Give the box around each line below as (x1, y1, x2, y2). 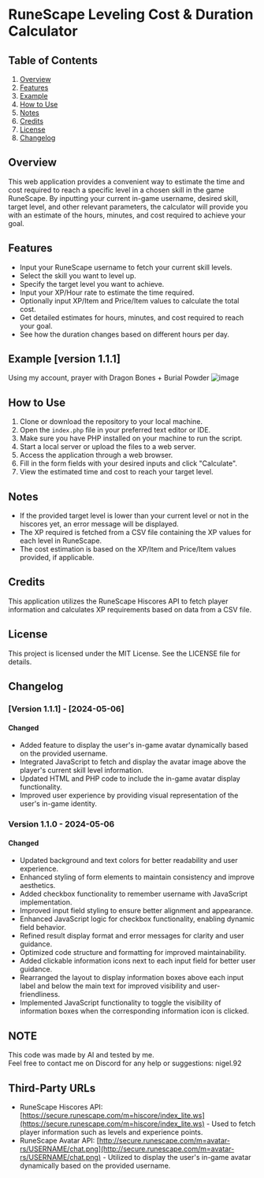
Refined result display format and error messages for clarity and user (19, 931, 244, 941)
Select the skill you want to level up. (19, 270, 136, 281)
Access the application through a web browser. (19, 451, 173, 460)
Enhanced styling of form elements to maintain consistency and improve (19, 872, 255, 882)
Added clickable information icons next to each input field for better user (19, 956, 256, 966)
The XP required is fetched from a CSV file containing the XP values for (19, 528, 251, 537)
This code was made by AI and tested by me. (8, 1050, 155, 1060)
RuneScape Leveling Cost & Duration (8, 6, 254, 24)
